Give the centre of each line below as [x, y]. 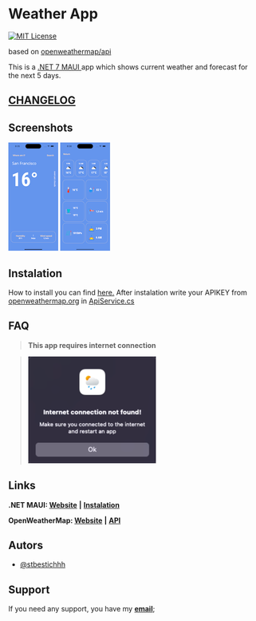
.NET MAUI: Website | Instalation [64, 504]
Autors [26, 545]
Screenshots [41, 127]
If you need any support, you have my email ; [82, 609]
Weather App [53, 14]
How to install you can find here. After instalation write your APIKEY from [128, 292]
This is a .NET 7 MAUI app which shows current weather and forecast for [128, 67]
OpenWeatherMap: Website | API [65, 520]
